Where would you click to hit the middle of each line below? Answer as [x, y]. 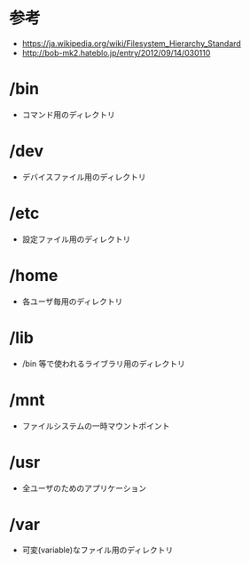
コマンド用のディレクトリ [68, 114]
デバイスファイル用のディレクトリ [84, 177]
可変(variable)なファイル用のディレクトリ [98, 550]
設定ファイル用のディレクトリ [76, 239]
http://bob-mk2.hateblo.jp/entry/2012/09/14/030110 [116, 52]
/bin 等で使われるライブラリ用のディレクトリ [104, 363]
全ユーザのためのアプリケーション [84, 488]
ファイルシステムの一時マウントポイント [96, 426]
